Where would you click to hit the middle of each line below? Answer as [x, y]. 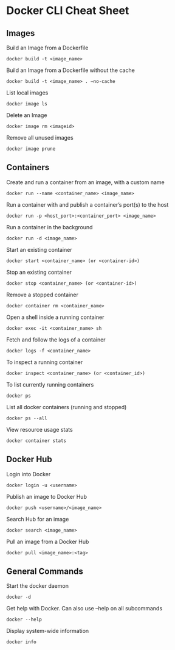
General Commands [45, 572]
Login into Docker [29, 474]
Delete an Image [27, 115]
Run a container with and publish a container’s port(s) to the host [87, 204]
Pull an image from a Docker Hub [48, 541]
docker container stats [36, 441]
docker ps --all [27, 418]
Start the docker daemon [37, 586]
